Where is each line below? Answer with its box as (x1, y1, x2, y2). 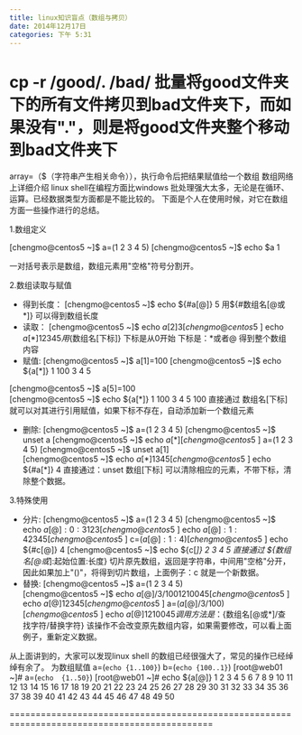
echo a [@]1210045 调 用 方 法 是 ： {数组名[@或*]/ (105, 609, 279, 619)
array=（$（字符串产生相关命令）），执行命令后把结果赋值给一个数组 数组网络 (9, 171, 294, 181)
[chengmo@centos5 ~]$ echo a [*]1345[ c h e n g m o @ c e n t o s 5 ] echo (22, 453, 272, 465)
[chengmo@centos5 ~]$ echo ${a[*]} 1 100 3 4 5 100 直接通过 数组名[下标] (9, 394, 288, 405)
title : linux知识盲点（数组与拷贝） (9, 13, 133, 23)
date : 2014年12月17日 (9, 22, 87, 31)
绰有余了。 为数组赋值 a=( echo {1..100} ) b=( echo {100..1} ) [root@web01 (9, 662, 283, 673)
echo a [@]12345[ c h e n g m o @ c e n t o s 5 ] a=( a (22, 598, 185, 609)
